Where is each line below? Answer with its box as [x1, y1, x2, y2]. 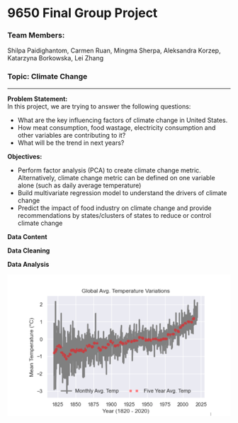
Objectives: [7, 152, 42, 160]
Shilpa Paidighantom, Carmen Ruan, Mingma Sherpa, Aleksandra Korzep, [7, 46, 221, 55]
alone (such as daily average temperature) [17, 181, 142, 189]
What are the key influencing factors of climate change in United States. [17, 116, 228, 124]
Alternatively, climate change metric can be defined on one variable [17, 173, 215, 182]
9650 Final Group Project [7, 5, 158, 21]
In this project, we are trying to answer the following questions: [7, 101, 191, 111]
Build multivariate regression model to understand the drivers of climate [17, 188, 227, 197]
